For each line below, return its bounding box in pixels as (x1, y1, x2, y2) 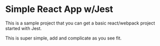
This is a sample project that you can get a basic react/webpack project (5, 20, 155, 26)
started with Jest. (5, 25, 42, 31)
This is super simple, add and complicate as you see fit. (5, 35, 122, 41)
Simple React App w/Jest (5, 3, 113, 15)
